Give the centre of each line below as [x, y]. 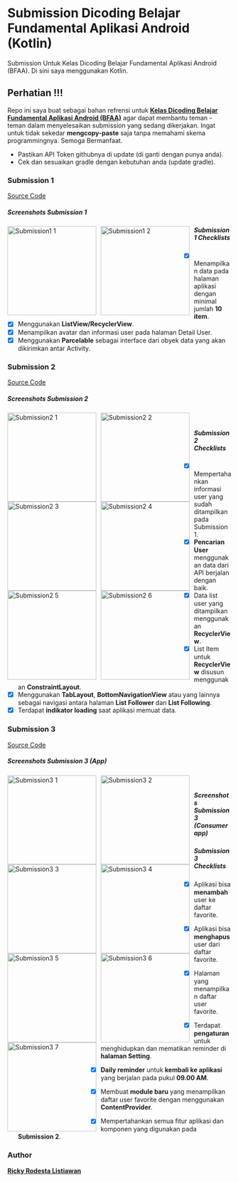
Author [20, 1155]
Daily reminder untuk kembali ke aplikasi [161, 1070]
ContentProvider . [126, 1107]
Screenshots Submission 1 [47, 212]
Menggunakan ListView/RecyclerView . [76, 324]
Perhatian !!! [35, 93]
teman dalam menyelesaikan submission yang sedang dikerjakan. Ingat [112, 125]
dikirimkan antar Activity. [54, 348]
